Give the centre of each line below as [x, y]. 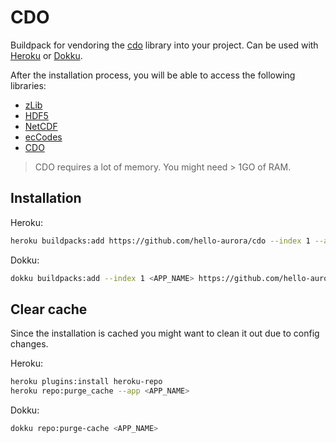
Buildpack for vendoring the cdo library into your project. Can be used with [164, 45]
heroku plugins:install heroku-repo [86, 382]
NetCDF [41, 126]
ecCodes [43, 137]
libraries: [28, 85]
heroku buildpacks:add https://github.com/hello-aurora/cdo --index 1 [160, 241]
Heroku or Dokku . [46, 55]
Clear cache [49, 309]
